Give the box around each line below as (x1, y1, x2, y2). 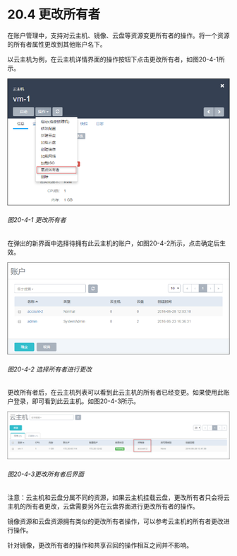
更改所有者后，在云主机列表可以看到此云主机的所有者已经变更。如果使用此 (7, 388, 224, 397)
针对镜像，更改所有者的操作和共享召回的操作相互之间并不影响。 (7, 540, 193, 549)
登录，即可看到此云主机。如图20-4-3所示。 (13, 397, 140, 405)
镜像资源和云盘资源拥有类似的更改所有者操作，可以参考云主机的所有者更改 (7, 517, 224, 526)
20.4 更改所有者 (7, 6, 101, 23)
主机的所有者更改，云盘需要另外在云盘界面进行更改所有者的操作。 (7, 502, 199, 510)
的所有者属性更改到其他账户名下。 (7, 40, 107, 48)
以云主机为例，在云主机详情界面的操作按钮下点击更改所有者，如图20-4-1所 (7, 54, 225, 64)
